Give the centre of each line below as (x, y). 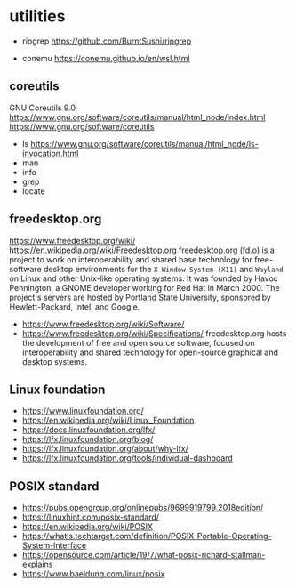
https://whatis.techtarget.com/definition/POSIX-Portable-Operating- (147, 536)
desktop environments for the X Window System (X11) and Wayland (163, 269)
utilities (37, 16)
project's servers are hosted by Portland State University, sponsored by (140, 297)
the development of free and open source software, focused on (138, 342)
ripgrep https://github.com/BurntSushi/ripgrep (107, 41)
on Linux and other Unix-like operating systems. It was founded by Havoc (144, 278)
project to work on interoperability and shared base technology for (131, 259)
